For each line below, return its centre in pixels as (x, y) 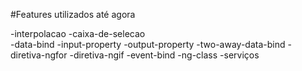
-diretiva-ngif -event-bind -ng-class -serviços (164, 55)
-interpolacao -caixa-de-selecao (78, 33)
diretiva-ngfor (39, 55)
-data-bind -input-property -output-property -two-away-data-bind (148, 44)
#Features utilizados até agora (73, 14)
